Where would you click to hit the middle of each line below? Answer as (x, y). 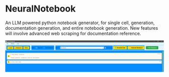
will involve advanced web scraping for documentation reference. (73, 33)
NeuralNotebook (40, 9)
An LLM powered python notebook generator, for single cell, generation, (80, 23)
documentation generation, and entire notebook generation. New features (82, 28)
